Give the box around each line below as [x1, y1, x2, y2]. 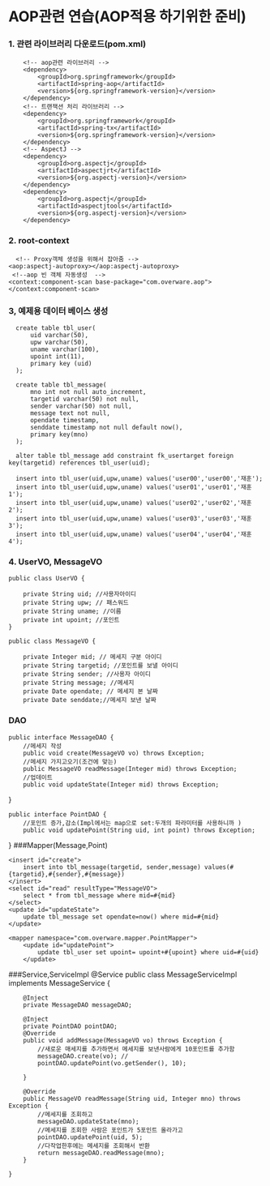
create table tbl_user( [15, 324, 96, 332]
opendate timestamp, [29, 417, 100, 425]
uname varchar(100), [29, 345, 100, 353]
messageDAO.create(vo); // [37, 1051, 129, 1060]
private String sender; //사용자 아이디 [23, 670, 152, 679]
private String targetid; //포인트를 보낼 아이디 [23, 662, 178, 670]
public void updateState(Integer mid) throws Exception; [23, 780, 220, 789]
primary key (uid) [29, 360, 92, 368]
